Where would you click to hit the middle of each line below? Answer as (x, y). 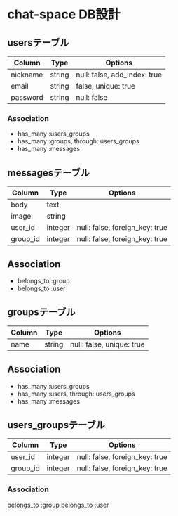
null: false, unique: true (107, 344)
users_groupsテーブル (56, 425)
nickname (27, 75)
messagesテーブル (48, 173)
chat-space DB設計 (64, 14)
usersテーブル (38, 43)
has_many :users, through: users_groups (76, 394)
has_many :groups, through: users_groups (78, 141)
